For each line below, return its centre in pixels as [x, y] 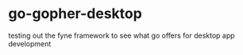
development [30, 43]
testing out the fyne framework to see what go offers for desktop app [122, 35]
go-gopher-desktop [75, 14]
